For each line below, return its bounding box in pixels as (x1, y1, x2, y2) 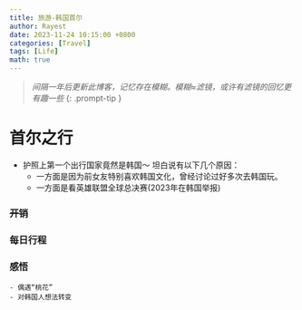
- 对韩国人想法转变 (9, 293, 73, 302)
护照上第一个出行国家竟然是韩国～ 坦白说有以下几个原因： (22, 160, 240, 170)
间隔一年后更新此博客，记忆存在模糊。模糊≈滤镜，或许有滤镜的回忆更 (31, 82, 292, 92)
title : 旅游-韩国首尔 (9, 13, 83, 23)
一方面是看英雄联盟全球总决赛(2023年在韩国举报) (35, 182, 221, 193)
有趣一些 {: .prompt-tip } (31, 92, 122, 103)
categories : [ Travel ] (9, 38, 92, 48)
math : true (9, 55, 51, 64)
